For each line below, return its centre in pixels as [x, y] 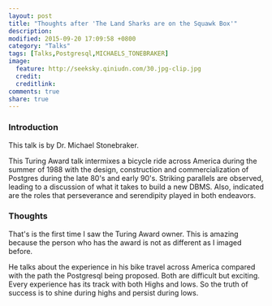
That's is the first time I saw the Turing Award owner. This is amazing [123, 234]
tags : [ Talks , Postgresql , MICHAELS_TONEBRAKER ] [89, 54]
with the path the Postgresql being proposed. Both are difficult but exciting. [134, 275]
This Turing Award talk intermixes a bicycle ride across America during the [133, 161]
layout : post [30, 16]
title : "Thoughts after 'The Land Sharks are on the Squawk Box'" [123, 24]
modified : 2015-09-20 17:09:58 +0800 [72, 39]
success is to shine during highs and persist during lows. [104, 292]
